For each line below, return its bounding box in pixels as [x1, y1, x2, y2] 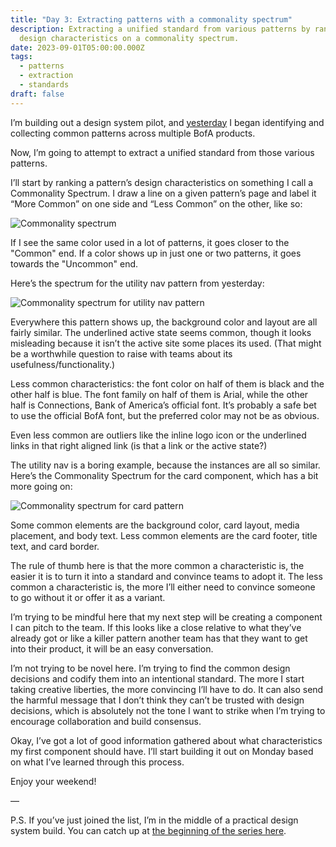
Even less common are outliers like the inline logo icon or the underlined [10, 429, 307, 441]
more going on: [10, 480, 73, 492]
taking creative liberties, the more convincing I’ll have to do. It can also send [10, 683, 324, 695]
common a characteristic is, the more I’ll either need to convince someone [10, 581, 316, 593]
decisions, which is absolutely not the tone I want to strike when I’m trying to [10, 704, 326, 716]
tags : [10, 52, 33, 62]
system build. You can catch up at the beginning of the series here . [10, 824, 287, 836]
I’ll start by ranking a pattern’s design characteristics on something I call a [10, 176, 314, 188]
